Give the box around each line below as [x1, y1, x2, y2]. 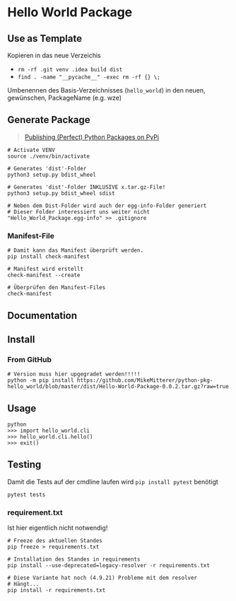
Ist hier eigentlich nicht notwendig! [7, 524, 108, 532]
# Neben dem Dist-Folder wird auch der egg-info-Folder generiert [7, 202, 207, 209]
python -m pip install [7, 377, 74, 384]
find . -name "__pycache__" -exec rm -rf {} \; [17, 74, 160, 81]
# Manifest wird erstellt [7, 266, 83, 273]
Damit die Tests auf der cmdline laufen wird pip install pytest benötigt [7, 477, 219, 486]
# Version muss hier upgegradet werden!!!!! [7, 370, 141, 378]
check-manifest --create [7, 272, 81, 279]
